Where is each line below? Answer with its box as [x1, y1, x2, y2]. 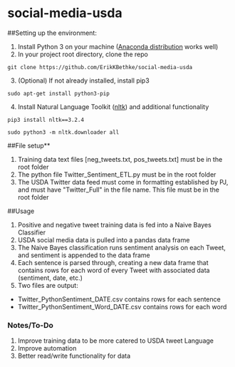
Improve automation [17, 344, 77, 353]
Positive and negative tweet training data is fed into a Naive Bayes [17, 220, 211, 229]
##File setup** [7, 141, 51, 150]
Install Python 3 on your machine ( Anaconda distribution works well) [17, 42, 219, 51]
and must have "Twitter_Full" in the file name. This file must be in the [17, 185, 219, 194]
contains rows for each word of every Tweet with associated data [17, 266, 210, 274]
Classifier [17, 228, 46, 237]
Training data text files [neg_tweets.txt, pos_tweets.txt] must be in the [17, 155, 223, 163]
